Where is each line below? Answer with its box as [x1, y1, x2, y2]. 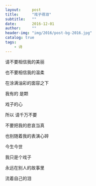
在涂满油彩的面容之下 [5, 80, 49, 86]
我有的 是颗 [5, 90, 28, 96]
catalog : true [5, 35, 35, 40]
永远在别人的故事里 [5, 165, 45, 171]
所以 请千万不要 [5, 112, 37, 118]
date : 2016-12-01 [5, 21, 55, 26]
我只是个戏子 [5, 154, 31, 160]
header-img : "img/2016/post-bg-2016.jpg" [5, 30, 93, 35]
